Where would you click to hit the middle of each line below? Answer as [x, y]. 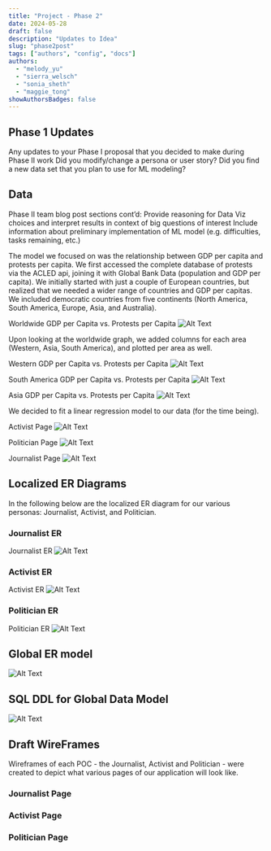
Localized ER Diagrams [68, 484]
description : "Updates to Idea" [63, 39]
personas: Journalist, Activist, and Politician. [82, 512]
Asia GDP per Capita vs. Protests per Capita [82, 395]
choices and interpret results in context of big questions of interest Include [133, 223]
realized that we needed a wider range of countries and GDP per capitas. [131, 290]
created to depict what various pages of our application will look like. [123, 773]
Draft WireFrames [54, 744]
